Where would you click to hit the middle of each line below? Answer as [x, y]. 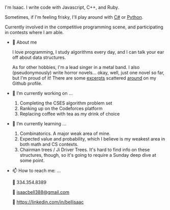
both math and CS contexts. [49, 144]
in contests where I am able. [34, 32]
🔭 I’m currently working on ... [42, 93]
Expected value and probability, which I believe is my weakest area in [92, 139]
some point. [32, 160]
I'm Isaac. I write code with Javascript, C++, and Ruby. [62, 7]
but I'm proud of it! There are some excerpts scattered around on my [84, 78]
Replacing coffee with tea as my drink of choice [70, 114]
